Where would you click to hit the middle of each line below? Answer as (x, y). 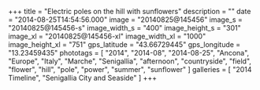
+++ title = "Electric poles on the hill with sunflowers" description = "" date (130, 11)
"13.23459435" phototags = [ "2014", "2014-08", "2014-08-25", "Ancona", (129, 53)
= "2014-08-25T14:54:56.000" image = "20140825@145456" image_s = (125, 20)
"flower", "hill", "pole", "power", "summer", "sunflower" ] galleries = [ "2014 (130, 69)
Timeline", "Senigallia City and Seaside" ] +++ (83, 78)
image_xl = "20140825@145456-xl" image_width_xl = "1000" (107, 36)
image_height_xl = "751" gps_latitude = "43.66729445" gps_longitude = (124, 45)
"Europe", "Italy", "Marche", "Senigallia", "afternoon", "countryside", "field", (130, 61)
